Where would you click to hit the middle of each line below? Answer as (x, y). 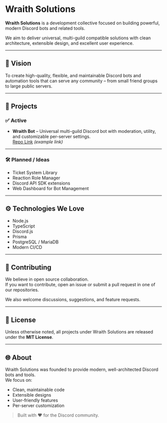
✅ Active (16, 120)
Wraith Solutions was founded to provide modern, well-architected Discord (82, 369)
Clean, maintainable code (38, 390)
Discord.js (23, 231)
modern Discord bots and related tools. (45, 28)
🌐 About (18, 358)
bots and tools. (20, 375)
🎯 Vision (18, 63)
